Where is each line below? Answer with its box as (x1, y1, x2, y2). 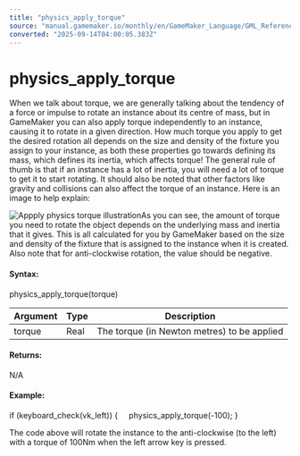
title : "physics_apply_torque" (9, 13, 126, 22)
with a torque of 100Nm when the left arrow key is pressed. (9, 436, 227, 447)
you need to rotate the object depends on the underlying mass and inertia (9, 220, 280, 231)
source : (9, 21, 38, 30)
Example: (9, 390, 46, 401)
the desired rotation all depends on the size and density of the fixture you (9, 136, 279, 147)
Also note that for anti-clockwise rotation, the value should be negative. (9, 248, 272, 259)
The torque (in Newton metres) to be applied (96, 325, 284, 337)
